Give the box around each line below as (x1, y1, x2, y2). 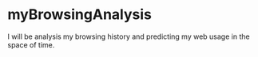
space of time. (7, 40, 55, 49)
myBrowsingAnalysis (7, 6, 153, 24)
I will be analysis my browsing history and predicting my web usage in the (7, 32, 250, 41)
